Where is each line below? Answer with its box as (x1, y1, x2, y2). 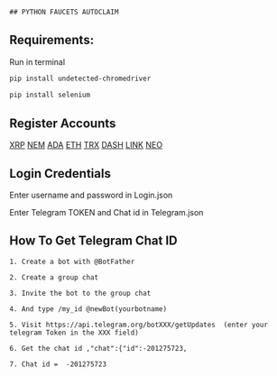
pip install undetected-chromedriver (9, 74, 152, 83)
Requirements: (9, 32, 95, 48)
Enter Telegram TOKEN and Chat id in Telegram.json (9, 206, 204, 217)
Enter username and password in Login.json (9, 189, 173, 200)
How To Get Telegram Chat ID (9, 234, 178, 249)
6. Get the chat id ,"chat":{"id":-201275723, (9, 344, 188, 353)
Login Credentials (9, 166, 111, 181)
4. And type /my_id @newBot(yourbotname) (9, 304, 168, 314)
